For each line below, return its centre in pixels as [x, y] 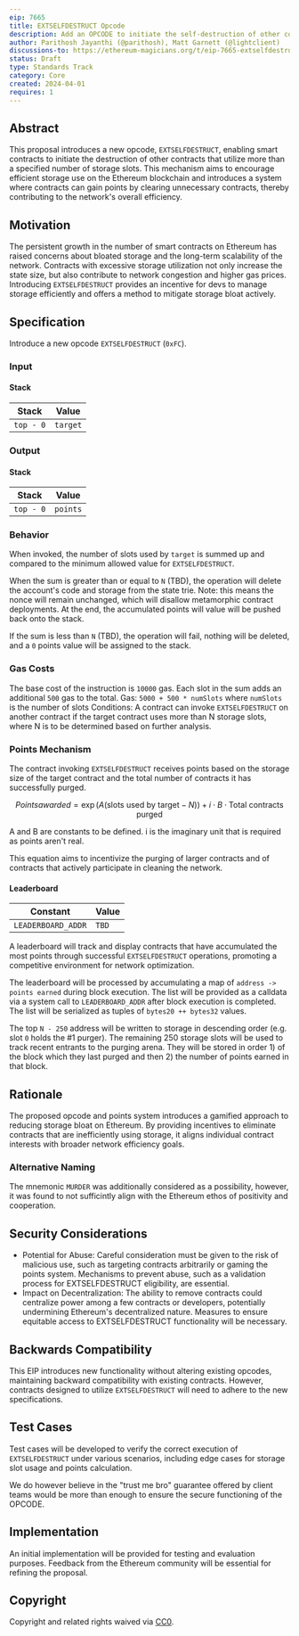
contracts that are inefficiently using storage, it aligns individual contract [141, 1135]
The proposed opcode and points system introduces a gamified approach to [149, 1116]
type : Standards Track [51, 68]
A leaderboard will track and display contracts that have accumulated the [143, 947]
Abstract [34, 128]
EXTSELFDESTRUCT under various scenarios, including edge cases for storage [147, 1458]
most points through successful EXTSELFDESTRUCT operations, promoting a [143, 956]
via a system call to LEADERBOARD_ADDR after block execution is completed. [143, 1002]
